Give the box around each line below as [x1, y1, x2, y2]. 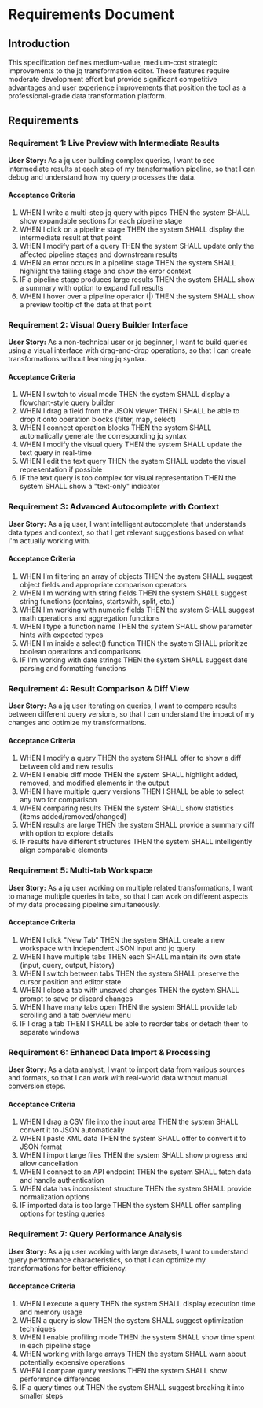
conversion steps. [8, 1081, 66, 1091]
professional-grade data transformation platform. [8, 91, 167, 100]
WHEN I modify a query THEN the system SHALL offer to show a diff [19, 754, 242, 763]
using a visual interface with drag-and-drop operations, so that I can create [8, 346, 252, 355]
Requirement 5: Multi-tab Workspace [8, 865, 153, 876]
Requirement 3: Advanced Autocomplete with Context [8, 502, 220, 513]
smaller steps [19, 1391, 64, 1400]
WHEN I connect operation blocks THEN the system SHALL [19, 423, 212, 432]
